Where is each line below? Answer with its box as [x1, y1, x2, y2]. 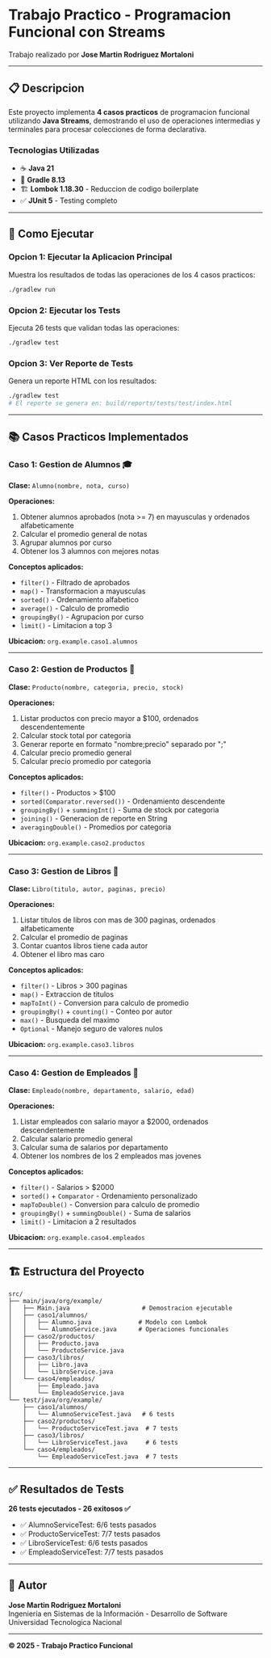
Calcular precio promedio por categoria [19, 756, 152, 766]
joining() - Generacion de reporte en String [19, 813, 168, 823]
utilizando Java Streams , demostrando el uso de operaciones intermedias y [8, 116, 261, 125]
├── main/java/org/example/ [8, 1297, 103, 1306]
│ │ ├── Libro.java [8, 1361, 89, 1369]
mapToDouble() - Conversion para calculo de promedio [19, 1200, 200, 1209]
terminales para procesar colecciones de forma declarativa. [8, 124, 207, 134]
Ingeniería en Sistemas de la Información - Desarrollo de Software [8, 1609, 228, 1618]
